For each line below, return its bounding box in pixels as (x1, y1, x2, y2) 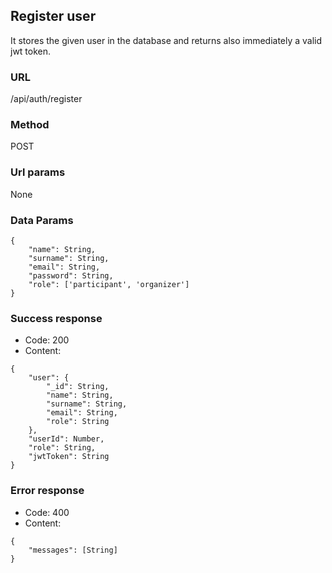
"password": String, (28, 271, 114, 281)
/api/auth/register (10, 93, 83, 105)
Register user (10, 8, 97, 25)
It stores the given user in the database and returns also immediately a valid (10, 34, 323, 46)
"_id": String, (46, 382, 110, 392)
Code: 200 (24, 334, 70, 346)
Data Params (10, 213, 74, 227)
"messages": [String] (28, 545, 118, 555)
